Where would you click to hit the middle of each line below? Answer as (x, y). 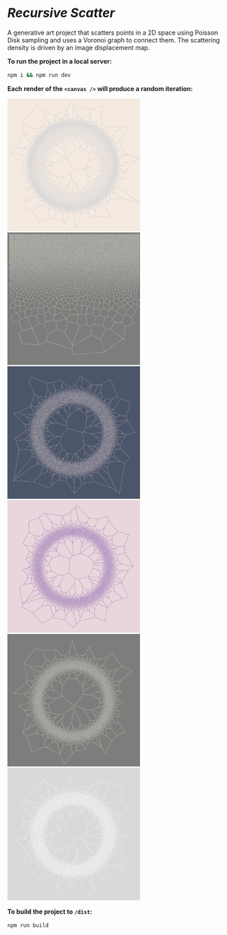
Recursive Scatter (61, 13)
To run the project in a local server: (59, 61)
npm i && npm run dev (39, 75)
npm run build (28, 925)
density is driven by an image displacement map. (79, 47)
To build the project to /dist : (50, 911)
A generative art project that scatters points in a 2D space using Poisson (113, 33)
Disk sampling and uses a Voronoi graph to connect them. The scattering (114, 40)
